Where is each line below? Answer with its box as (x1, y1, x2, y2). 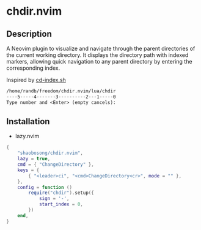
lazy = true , (17, 156, 51, 162)
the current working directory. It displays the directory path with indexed (6, 51, 189, 59)
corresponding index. (6, 64, 60, 72)
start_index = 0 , (38, 201, 84, 207)
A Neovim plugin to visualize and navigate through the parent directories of (6, 45, 196, 52)
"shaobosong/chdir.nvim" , (17, 150, 84, 157)
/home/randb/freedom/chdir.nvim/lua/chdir (6, 88, 116, 94)
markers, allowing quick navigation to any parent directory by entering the (6, 58, 192, 65)
